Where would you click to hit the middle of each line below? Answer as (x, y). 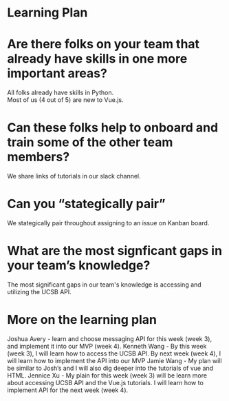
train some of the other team (90, 142)
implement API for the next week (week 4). (68, 390)
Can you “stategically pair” (86, 204)
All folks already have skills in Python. (61, 93)
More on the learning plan (82, 320)
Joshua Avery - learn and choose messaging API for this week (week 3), (109, 338)
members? (39, 157)
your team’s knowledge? (79, 266)
